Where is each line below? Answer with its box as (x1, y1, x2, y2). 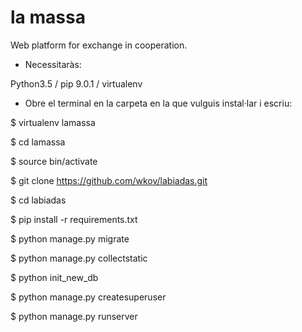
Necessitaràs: (24, 58, 82, 70)
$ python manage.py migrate (10, 232, 130, 245)
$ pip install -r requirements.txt (10, 213, 138, 225)
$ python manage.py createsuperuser (10, 291, 167, 303)
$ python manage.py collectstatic (10, 252, 148, 264)
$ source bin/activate (10, 155, 98, 167)
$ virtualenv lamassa (10, 116, 96, 128)
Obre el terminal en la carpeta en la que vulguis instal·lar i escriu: (24, 97, 293, 109)
